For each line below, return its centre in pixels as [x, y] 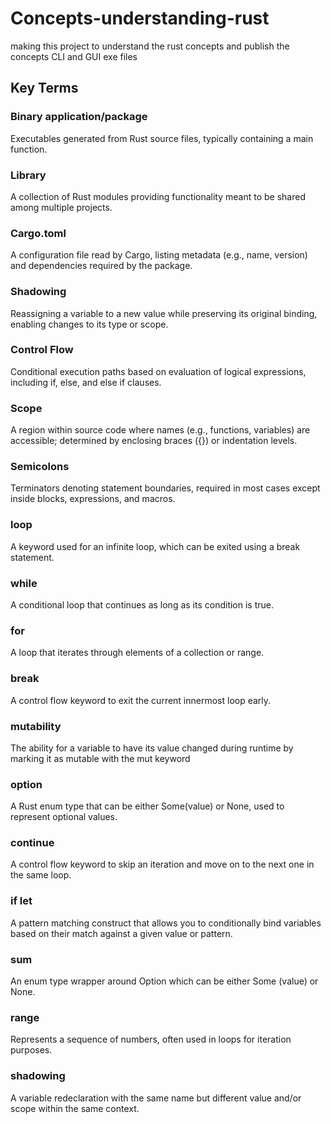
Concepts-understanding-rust [140, 18]
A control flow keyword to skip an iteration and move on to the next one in [162, 864]
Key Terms [44, 88]
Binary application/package [79, 117]
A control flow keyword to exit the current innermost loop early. [141, 700]
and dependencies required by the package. [101, 266]
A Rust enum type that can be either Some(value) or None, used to [147, 806]
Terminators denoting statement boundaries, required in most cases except [165, 488]
